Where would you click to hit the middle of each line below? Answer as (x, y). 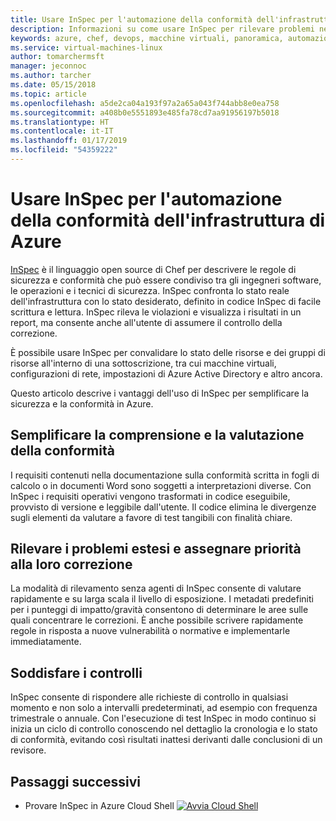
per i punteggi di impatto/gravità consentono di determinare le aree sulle (159, 610)
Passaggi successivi (76, 781)
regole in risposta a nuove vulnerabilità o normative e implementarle (150, 631)
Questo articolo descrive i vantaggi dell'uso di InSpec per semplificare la (159, 393)
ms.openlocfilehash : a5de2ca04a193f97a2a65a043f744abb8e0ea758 (145, 103)
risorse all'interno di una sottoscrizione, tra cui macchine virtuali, (143, 363)
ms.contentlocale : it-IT (62, 131)
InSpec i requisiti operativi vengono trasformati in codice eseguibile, (150, 496)
